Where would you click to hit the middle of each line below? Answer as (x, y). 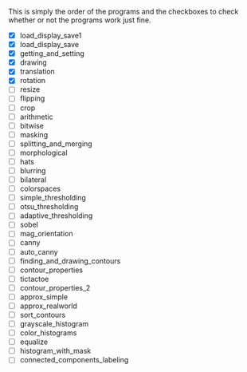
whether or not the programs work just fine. (80, 20)
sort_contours (43, 315)
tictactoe (34, 279)
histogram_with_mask (55, 351)
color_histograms (48, 333)
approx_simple (44, 297)
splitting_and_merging (56, 144)
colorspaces (40, 189)
